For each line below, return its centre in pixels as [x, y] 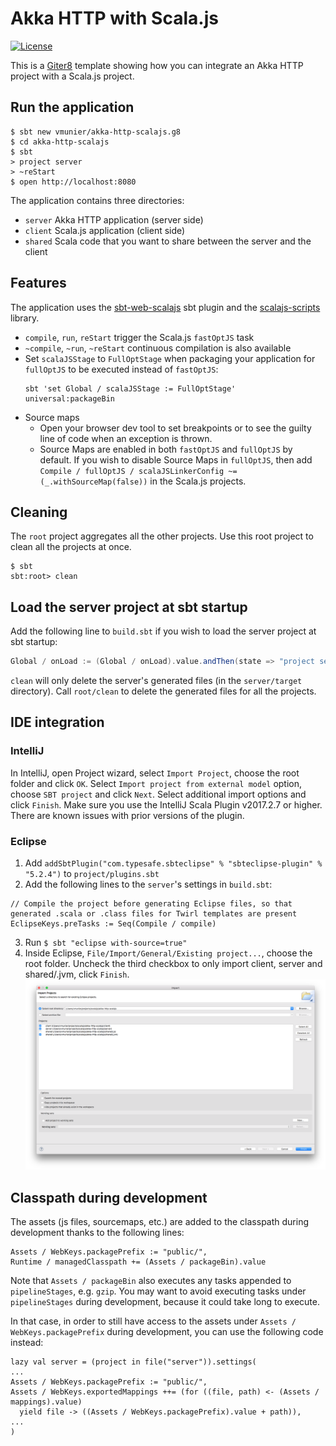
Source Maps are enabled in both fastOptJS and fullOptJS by [166, 449]
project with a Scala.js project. [72, 76]
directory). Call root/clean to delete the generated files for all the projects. [163, 691]
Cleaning [39, 512]
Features [38, 283]
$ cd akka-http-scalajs [60, 142]
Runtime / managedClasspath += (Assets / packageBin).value [138, 1262]
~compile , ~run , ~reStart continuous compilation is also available [158, 348]
